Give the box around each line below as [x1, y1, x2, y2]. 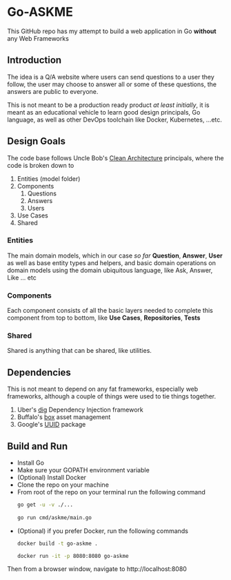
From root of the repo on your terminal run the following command [17, 488, 205, 496]
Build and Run [7, 440, 68, 452]
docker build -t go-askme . [17, 540, 98, 547]
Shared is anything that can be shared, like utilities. [7, 347, 152, 355]
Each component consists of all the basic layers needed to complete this [7, 307, 214, 315]
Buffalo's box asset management [17, 413, 111, 421]
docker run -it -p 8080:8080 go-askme [17, 552, 129, 559]
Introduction [7, 55, 62, 66]
